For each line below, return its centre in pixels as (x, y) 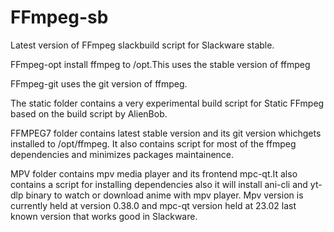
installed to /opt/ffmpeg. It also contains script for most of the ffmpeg (153, 143)
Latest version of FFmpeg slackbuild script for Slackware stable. (142, 45)
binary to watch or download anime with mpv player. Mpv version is (164, 195)
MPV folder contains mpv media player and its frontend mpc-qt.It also (154, 173)
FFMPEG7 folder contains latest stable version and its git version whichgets (166, 133)
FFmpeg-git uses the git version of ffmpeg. (99, 83)
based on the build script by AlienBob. (89, 113)
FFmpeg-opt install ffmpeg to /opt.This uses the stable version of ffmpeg (160, 64)
